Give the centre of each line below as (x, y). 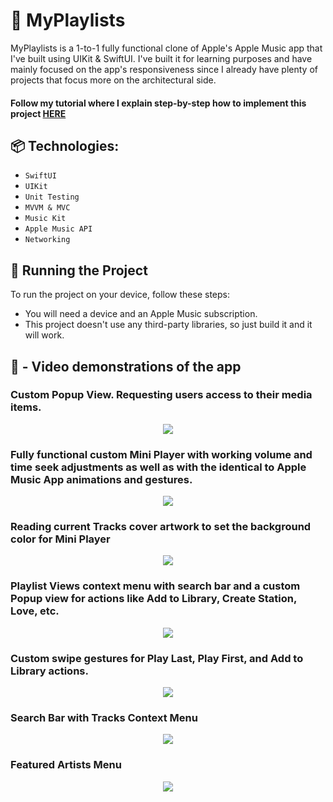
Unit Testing (52, 197)
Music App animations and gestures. (101, 479)
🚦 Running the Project (79, 270)
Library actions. (49, 671)
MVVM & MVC (47, 208)
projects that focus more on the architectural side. (113, 80)
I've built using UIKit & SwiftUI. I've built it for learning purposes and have (161, 58)
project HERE (38, 113)
